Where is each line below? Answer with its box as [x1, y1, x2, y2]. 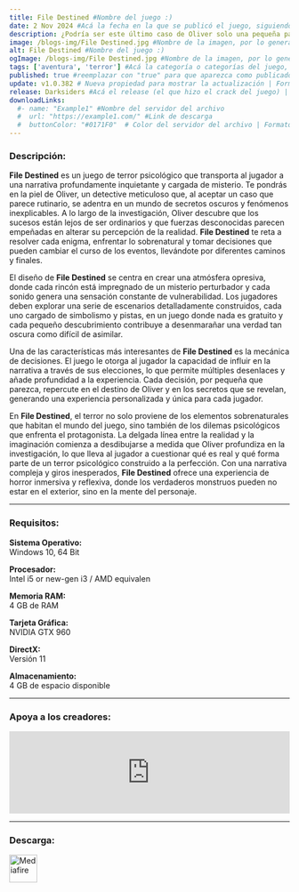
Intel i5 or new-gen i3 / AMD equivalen [9, 573, 151, 583]
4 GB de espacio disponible [9, 679, 111, 690]
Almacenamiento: [9, 671, 77, 681]
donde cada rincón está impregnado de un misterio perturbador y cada [9, 282, 271, 293]
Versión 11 [9, 653, 46, 663]
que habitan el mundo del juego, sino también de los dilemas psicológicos [9, 420, 280, 431]
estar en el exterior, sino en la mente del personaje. [9, 486, 198, 497]
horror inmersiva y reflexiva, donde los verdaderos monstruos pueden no [9, 477, 278, 487]
